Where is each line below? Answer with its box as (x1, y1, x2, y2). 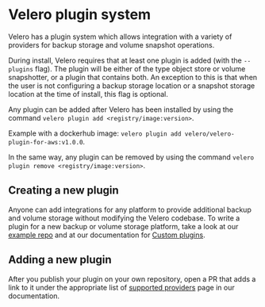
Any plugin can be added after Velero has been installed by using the (8, 105, 234, 114)
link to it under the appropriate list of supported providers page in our (8, 282, 236, 292)
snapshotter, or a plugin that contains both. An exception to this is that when (8, 72, 258, 82)
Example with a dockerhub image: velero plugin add (8, 129, 182, 138)
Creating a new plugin (8, 184, 119, 198)
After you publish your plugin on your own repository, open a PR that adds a (8, 274, 256, 283)
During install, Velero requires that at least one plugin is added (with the (8, 56, 242, 65)
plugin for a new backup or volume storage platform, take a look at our (8, 221, 239, 231)
